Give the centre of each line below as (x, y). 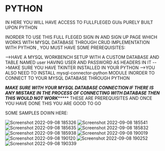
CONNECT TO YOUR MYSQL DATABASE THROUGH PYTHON (67, 78)
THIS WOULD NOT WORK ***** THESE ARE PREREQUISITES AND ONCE (79, 98)
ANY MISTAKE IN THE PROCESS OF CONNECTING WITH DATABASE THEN (82, 93)
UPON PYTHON (21, 27)
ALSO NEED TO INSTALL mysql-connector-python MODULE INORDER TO (80, 73)
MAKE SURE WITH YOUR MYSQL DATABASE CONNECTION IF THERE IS (80, 87)
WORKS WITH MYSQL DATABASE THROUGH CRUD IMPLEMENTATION (77, 42)
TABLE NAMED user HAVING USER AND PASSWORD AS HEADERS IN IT (78, 62)
